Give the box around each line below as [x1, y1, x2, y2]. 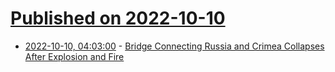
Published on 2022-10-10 [10, 7, 226, 30]
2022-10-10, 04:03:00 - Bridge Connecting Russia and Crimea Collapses [24, 40, 325, 52]
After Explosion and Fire [24, 50, 125, 62]
